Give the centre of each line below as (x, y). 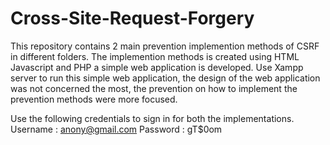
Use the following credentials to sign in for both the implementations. (152, 118)
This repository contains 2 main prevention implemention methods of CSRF (165, 46)
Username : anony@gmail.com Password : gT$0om (116, 129)
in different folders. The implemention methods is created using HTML (155, 56)
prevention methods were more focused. (94, 99)
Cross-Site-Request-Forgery (132, 18)
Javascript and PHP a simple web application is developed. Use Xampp (157, 67)
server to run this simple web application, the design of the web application (165, 78)
